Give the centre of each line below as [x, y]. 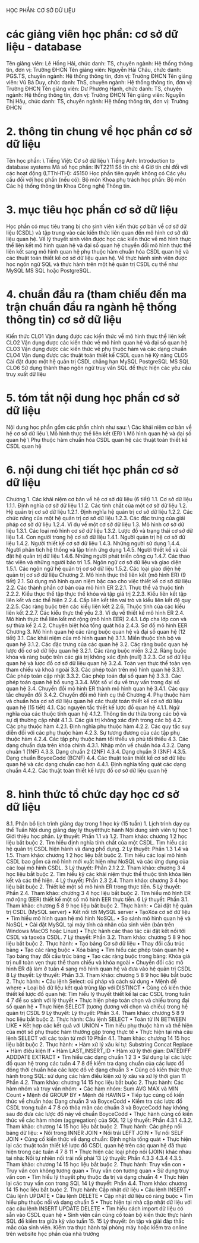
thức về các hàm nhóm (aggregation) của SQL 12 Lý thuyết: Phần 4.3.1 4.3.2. [99, 1120]
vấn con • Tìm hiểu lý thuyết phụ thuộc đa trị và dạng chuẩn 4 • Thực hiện [97, 1176]
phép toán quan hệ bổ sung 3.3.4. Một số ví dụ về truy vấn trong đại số [93, 682]
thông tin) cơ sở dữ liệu [64, 320]
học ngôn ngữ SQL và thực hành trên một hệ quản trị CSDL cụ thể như [92, 264]
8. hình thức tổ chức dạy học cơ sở [93, 794]
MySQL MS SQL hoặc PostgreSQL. [49, 270]
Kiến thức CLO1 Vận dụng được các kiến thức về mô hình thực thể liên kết [96, 336]
